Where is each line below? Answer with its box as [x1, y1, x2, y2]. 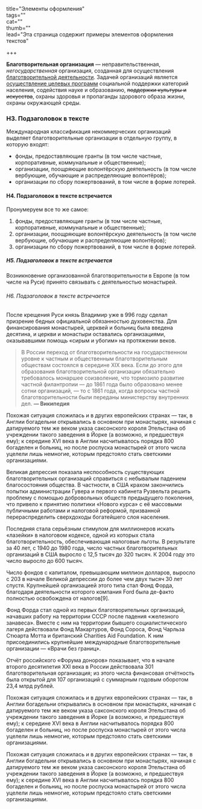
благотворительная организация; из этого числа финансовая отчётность [6, 669, 195, 677]
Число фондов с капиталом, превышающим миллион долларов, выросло [6, 568, 196, 576]
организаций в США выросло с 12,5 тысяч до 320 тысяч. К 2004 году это [6, 550, 195, 558]
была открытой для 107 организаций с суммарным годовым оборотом [6, 675, 189, 683]
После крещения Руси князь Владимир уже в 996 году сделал [6, 311, 168, 318]
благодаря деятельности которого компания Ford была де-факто [6, 588, 174, 595]
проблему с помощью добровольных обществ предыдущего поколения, [6, 494, 194, 501]
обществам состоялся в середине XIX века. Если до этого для [21, 361, 183, 368]
